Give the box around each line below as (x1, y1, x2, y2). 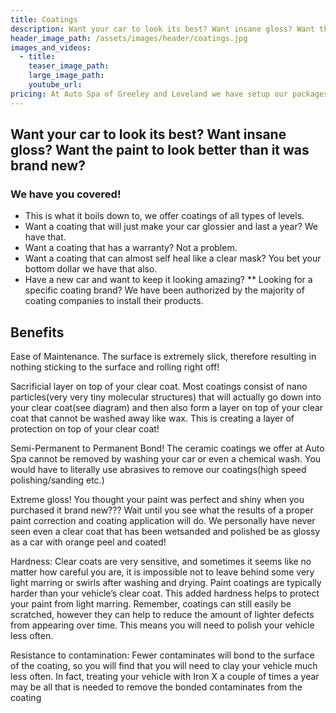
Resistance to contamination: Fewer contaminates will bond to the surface (10, 649, 315, 661)
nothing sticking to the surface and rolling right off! (10, 361, 220, 373)
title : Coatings (10, 14, 78, 25)
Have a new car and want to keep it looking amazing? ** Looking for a (24, 274, 313, 286)
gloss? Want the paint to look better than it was (10, 142, 310, 159)
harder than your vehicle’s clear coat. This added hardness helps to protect (10, 587, 320, 600)
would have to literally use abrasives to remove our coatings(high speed (10, 464, 307, 476)
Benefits (10, 324, 65, 341)
